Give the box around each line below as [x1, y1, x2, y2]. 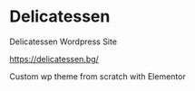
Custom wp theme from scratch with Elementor [9, 70, 186, 82]
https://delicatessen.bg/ [9, 53, 100, 64]
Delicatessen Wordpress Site [9, 36, 118, 47]
